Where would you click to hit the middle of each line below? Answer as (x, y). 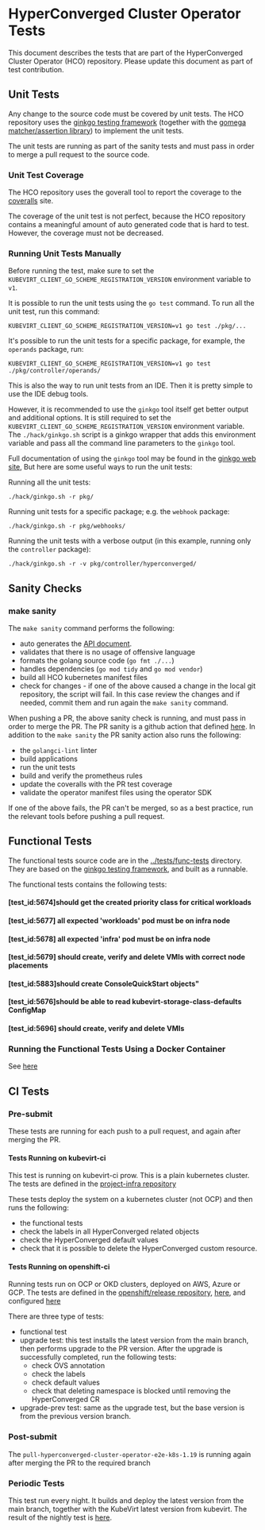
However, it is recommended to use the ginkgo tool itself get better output (129, 409)
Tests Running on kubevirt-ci (57, 1157)
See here (23, 1066)
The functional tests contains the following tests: (88, 884)
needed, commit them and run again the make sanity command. (124, 703)
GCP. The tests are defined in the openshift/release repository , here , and (127, 1292)
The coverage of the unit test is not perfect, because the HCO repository (127, 216)
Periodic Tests (36, 1483)
